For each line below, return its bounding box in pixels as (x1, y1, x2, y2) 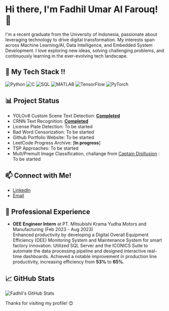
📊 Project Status (5, 97, 60, 105)
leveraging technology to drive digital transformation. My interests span (5, 37, 155, 43)
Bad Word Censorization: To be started (12, 129, 94, 135)
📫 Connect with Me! (5, 171, 72, 180)
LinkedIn (12, 187, 31, 193)
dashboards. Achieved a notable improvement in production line (23, 253, 157, 260)
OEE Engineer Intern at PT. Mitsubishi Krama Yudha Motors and (12, 221, 147, 227)
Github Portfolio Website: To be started (12, 134, 94, 140)
